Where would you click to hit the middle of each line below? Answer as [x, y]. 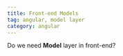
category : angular [34, 26]
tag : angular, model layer [46, 20]
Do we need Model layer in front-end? [61, 46]
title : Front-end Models [43, 13]
